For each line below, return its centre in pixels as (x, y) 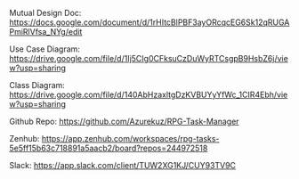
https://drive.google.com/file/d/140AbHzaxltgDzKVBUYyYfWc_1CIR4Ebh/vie (149, 94)
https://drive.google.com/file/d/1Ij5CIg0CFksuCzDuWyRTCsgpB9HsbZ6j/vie (149, 58)
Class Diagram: (37, 85)
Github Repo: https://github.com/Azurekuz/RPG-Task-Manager (124, 121)
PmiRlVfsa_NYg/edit (46, 32)
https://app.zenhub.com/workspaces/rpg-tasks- (130, 138)
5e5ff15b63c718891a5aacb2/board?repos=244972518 (109, 148)
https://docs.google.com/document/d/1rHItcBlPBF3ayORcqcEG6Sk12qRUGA (149, 22)
